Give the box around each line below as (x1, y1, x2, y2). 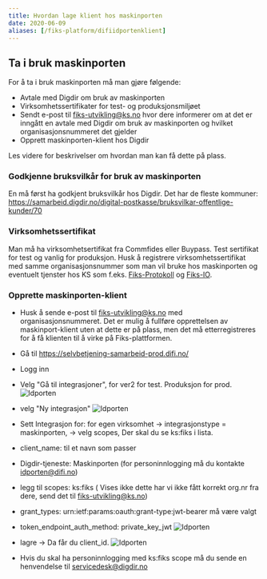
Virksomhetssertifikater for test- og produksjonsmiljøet (19, 102, 201, 111)
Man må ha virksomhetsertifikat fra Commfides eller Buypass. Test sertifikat (8, 244, 259, 254)
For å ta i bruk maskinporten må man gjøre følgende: (8, 78, 181, 87)
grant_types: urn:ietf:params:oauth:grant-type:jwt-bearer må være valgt (19, 507, 257, 517)
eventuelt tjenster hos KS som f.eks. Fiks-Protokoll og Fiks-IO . (8, 270, 213, 279)
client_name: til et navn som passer (19, 443, 137, 453)
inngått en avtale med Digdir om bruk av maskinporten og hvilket (19, 118, 233, 128)
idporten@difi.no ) (19, 467, 78, 477)
